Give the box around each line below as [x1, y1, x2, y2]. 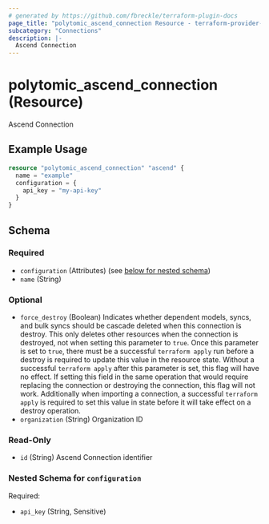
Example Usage [8, 143, 88, 156]
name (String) [19, 274, 62, 284]
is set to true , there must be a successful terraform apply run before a [19, 346, 255, 357]
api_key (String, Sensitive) [19, 506, 106, 516]
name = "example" [15, 171, 74, 179]
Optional [8, 294, 42, 305]
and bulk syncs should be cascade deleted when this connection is [19, 321, 242, 331]
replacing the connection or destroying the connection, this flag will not [19, 381, 256, 390]
